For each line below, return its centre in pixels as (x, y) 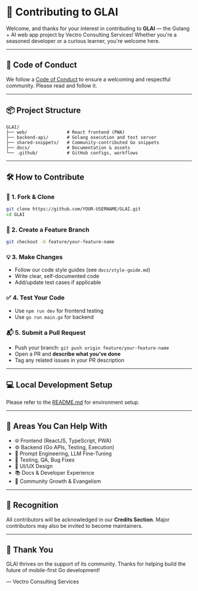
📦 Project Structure (44, 111)
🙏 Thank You (30, 549)
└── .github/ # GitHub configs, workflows (72, 153)
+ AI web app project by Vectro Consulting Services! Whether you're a (91, 34)
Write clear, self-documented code (57, 276)
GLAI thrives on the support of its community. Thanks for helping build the (96, 564)
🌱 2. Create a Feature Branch (48, 230)
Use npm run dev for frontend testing (59, 311)
